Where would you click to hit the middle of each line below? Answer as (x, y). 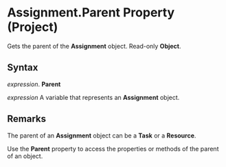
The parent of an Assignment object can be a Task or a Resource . (102, 136)
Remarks (27, 119)
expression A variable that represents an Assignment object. (93, 97)
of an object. (25, 156)
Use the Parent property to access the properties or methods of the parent (113, 149)
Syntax (23, 67)
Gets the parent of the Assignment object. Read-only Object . (94, 46)
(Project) (33, 27)
